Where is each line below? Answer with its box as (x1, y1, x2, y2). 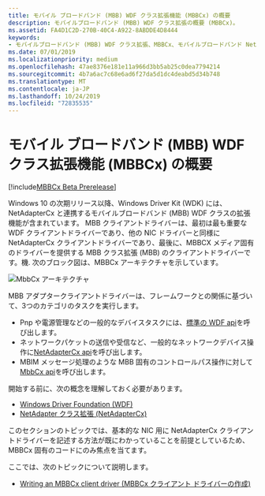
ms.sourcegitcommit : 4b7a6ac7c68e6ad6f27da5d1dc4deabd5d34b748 (8, 70, 221, 78)
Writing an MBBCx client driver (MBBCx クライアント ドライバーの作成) (19, 479, 251, 489)
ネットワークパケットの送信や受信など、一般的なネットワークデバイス (19, 338, 247, 347)
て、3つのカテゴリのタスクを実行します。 (8, 301, 144, 311)
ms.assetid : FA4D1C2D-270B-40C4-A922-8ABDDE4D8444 (8, 26, 178, 34)
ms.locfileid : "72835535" (8, 99, 93, 107)
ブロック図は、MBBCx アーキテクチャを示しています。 (46, 258, 223, 267)
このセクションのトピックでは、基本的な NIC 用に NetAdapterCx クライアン (8, 426, 254, 435)
